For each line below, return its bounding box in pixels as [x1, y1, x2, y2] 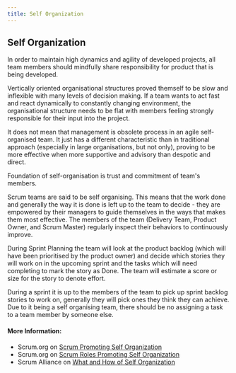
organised [7, 135, 37, 144]
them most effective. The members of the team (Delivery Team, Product [7, 215, 217, 224]
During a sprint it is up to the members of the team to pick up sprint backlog [7, 288, 228, 297]
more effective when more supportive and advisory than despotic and [7, 150, 211, 159]
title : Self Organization [7, 10, 83, 18]
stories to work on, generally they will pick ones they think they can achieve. [7, 295, 230, 304]
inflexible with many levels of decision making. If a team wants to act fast [7, 91, 220, 100]
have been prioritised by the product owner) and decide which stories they [7, 252, 225, 260]
